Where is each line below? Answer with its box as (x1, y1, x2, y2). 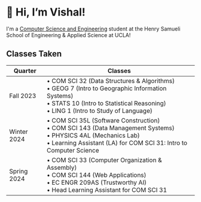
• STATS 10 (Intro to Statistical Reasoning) (47, 99, 166, 107)
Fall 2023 (9, 91, 36, 100)
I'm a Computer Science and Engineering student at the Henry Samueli (6, 25, 181, 32)
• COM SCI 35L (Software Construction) (47, 116, 160, 124)
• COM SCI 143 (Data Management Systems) (47, 124, 175, 132)
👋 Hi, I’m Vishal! (6, 5, 86, 19)
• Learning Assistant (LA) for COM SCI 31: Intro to (47, 139, 187, 147)
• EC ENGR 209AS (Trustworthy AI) (47, 178, 147, 186)
